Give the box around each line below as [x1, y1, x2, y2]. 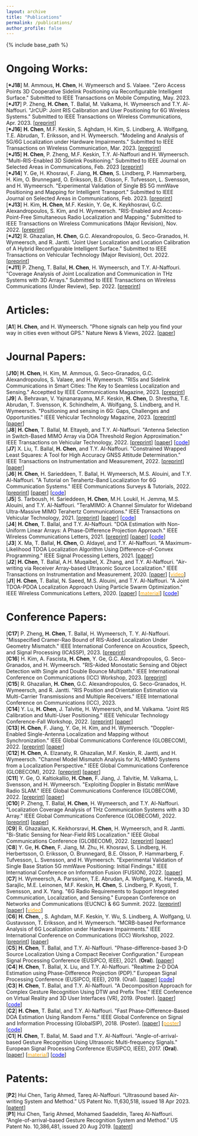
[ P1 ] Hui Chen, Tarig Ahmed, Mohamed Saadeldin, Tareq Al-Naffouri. [6, 1110, 173, 1117]
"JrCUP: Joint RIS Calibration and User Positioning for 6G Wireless [28, 107, 190, 114]
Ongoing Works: [6, 62, 89, 76]
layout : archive [6, 8, 46, 15]
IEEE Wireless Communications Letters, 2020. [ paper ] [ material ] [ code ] [6, 590, 179, 597]
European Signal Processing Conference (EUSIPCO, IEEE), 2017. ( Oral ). [6, 1045, 179, 1052]
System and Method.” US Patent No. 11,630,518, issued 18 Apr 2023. [24, 1098, 190, 1105]
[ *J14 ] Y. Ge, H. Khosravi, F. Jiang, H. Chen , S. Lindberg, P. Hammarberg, [6, 170, 187, 177]
